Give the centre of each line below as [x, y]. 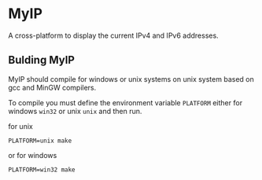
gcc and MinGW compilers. [52, 87]
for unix [20, 126]
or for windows [33, 155]
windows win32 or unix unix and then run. [75, 111]
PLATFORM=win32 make [42, 170]
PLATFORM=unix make [40, 141]
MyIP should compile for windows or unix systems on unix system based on [131, 79]
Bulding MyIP [41, 60]
